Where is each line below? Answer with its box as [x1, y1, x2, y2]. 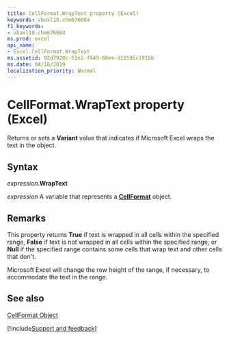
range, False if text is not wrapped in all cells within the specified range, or [7, 238, 217, 247]
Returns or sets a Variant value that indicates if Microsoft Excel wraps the [7, 134, 215, 142]
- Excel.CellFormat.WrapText [7, 49, 90, 55]
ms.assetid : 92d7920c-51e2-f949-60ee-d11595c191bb [7, 55, 154, 62]
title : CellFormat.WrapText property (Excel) [7, 10, 139, 17]
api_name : [7, 42, 36, 49]
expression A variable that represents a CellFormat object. [7, 192, 172, 201]
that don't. [7, 253, 36, 261]
